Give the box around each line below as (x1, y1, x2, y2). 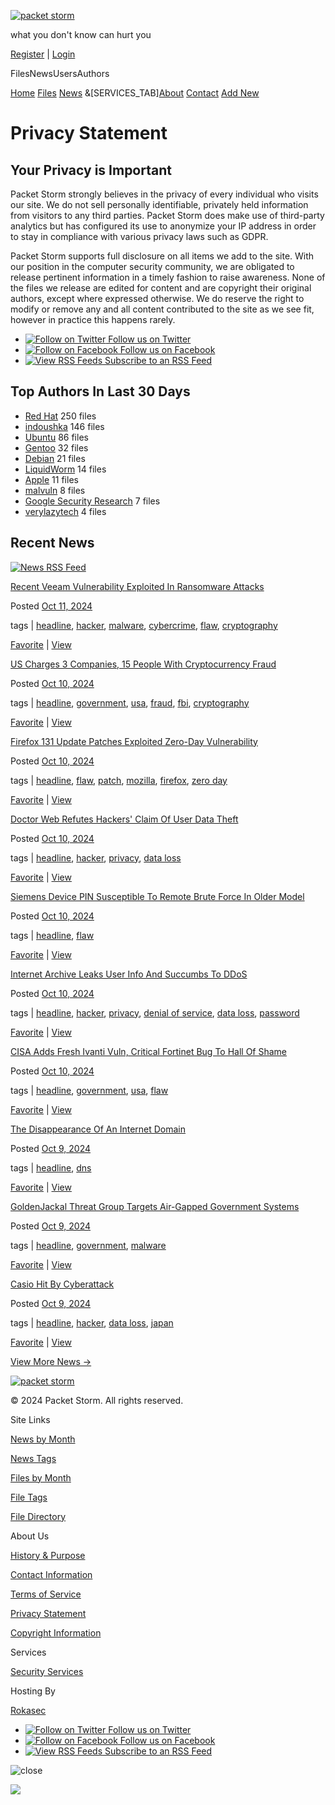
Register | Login (10, 48, 76, 60)
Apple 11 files (24, 473, 79, 485)
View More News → (10, 1355, 92, 1367)
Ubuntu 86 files (24, 431, 89, 443)
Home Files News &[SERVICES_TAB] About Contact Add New (10, 87, 260, 99)
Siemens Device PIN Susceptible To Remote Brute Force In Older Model (10, 890, 305, 902)
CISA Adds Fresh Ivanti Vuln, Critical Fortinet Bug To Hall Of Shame (10, 1045, 288, 1057)
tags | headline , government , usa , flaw (10, 1084, 169, 1096)
